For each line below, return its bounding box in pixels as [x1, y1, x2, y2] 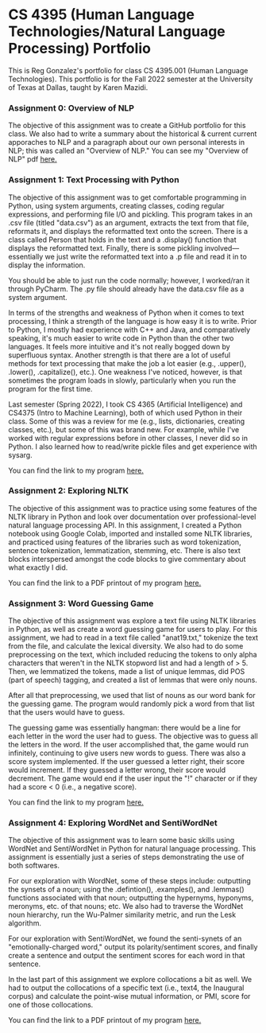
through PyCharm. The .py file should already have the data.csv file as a [8, 284, 245, 294]
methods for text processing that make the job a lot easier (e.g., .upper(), [8, 358, 247, 368]
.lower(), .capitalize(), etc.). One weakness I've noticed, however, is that [8, 367, 243, 376]
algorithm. [8, 918, 42, 928]
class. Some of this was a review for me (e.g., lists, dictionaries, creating [8, 416, 245, 426]
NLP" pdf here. [8, 154, 57, 164]
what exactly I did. [8, 563, 68, 572]
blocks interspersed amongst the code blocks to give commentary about [8, 554, 246, 563]
